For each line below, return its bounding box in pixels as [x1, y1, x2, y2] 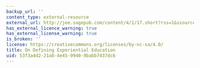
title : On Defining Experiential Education [6, 47, 116, 53]
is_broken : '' [6, 36, 42, 42]
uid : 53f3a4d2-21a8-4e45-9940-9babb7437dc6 [6, 53, 116, 59]
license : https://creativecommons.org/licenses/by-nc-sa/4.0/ [6, 42, 164, 48]
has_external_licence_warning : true [6, 25, 97, 31]
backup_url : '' [6, 8, 44, 15]
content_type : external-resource [6, 14, 89, 20]
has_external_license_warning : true [6, 31, 97, 37]
